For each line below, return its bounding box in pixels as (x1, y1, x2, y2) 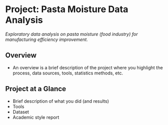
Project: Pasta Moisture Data (5, 4, 128, 15)
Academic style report (12, 114, 59, 120)
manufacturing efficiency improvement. (5, 36, 88, 43)
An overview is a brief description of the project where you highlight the (12, 64, 163, 70)
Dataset (12, 109, 29, 115)
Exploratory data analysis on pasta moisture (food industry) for (5, 31, 138, 37)
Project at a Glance (5, 85, 66, 93)
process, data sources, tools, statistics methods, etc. (12, 70, 123, 76)
